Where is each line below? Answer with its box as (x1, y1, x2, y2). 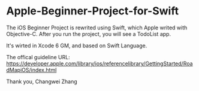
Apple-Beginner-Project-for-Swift (6, 4, 179, 18)
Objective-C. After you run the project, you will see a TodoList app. (6, 30, 171, 37)
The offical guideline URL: (6, 53, 70, 60)
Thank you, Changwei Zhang (6, 78, 78, 85)
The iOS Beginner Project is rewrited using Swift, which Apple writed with (6, 24, 188, 31)
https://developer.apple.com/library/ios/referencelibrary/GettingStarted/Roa (6, 60, 193, 67)
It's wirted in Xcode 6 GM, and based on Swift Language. (6, 42, 147, 49)
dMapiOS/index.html (6, 66, 57, 73)
